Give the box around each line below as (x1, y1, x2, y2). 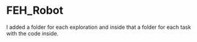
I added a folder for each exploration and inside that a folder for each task (6, 23, 192, 31)
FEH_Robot (6, 4, 64, 17)
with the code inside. (6, 29, 59, 37)
